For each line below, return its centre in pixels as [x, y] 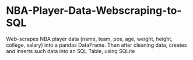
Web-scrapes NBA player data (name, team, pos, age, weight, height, [90, 39]
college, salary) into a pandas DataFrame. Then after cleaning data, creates [96, 45]
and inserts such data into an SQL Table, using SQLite [71, 51]
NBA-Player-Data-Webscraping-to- [94, 11]
